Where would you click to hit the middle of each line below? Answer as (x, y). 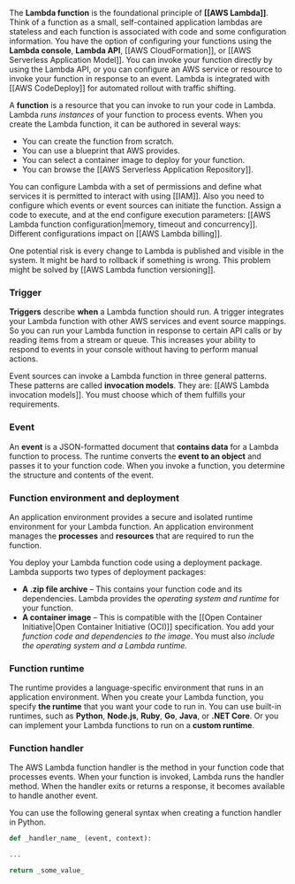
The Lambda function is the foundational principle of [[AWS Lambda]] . (139, 13)
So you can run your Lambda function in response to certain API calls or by (146, 330)
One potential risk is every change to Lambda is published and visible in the (147, 251)
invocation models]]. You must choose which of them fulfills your (127, 395)
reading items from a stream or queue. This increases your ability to (132, 340)
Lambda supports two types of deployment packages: (108, 571)
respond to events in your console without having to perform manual (134, 350)
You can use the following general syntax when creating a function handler (145, 813)
